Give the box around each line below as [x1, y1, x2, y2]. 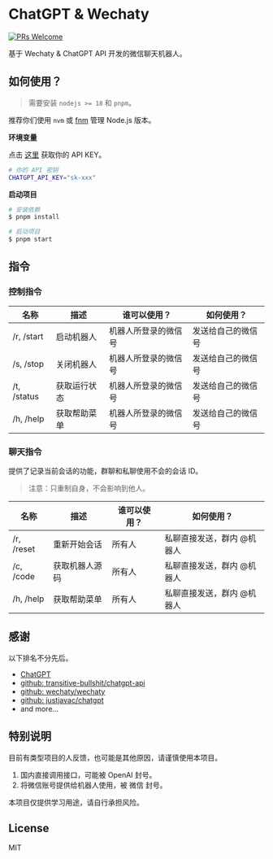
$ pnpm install [8, 213, 60, 221]
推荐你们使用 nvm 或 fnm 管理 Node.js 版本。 [8, 115, 156, 124]
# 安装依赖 [8, 205, 41, 214]
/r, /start [12, 330, 44, 342]
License [8, 822, 50, 835]
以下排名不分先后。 [8, 652, 73, 663]
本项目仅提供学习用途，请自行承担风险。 [8, 797, 144, 807]
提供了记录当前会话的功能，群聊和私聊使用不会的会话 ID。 [8, 465, 203, 476]
